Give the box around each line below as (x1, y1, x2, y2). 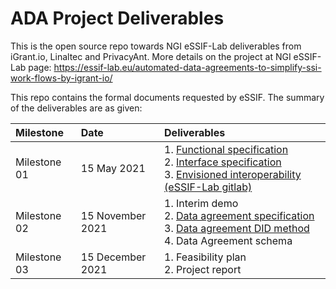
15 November (80, 208, 147, 222)
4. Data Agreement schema (164, 233, 293, 247)
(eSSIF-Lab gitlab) (164, 180, 253, 194)
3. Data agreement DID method (164, 221, 310, 235)
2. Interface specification (164, 155, 282, 169)
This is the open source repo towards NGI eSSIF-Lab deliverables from (10, 40, 302, 52)
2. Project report (164, 262, 242, 276)
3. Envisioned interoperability (164, 167, 302, 181)
